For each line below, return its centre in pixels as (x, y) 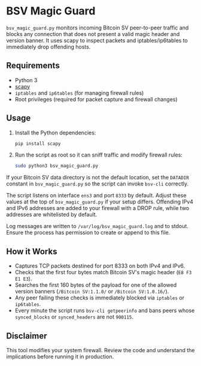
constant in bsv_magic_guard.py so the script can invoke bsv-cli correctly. (98, 184)
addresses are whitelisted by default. (52, 215)
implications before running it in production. (60, 356)
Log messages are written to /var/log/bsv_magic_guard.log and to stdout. (97, 226)
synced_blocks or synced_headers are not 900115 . (74, 317)
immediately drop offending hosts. (48, 47)
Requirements (33, 66)
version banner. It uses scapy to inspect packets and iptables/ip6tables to (97, 40)
